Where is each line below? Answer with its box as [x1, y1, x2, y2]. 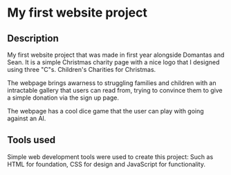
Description [7, 33, 59, 44]
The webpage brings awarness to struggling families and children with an [7, 79, 216, 87]
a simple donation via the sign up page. [7, 93, 120, 102]
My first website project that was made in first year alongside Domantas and [7, 50, 225, 59]
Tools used [7, 134, 56, 146]
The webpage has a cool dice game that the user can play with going [7, 107, 204, 115]
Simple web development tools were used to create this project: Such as [7, 152, 214, 160]
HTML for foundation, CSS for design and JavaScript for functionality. [7, 160, 206, 168]
